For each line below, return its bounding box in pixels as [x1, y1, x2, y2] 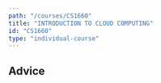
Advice [8, 64, 45, 77]
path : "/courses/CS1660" [8, 11, 92, 20]
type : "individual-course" [8, 34, 100, 43]
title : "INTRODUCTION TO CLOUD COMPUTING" [8, 19, 154, 27]
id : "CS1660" [8, 27, 53, 35]
